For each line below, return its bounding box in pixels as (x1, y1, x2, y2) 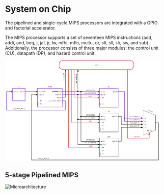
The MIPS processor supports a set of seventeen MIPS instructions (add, (5, 34, 153, 40)
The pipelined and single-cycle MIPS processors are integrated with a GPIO (5, 20, 158, 26)
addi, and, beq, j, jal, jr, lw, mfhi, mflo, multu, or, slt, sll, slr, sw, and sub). (5, 39, 150, 45)
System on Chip (5, 3, 71, 15)
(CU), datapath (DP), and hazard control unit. (5, 50, 96, 56)
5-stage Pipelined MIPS (5, 171, 79, 179)
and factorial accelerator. (5, 25, 56, 31)
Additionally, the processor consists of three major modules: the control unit (5, 45, 159, 51)
